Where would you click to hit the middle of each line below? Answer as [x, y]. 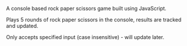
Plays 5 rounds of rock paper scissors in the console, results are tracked [94, 20]
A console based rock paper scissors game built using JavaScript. [86, 8]
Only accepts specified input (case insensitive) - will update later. [85, 37]
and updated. [22, 26]
